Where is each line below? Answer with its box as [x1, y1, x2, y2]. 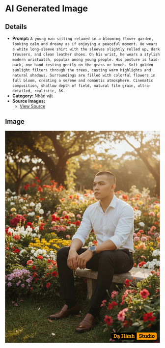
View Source [19, 104, 46, 109]
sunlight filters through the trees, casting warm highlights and [12, 68, 151, 73]
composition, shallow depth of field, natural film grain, [12, 83, 136, 88]
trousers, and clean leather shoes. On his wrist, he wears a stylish [12, 52, 160, 57]
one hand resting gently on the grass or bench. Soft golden [25, 62, 153, 67]
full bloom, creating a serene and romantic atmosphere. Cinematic [12, 78, 153, 83]
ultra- [137, 83, 151, 88]
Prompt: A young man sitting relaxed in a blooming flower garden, [12, 35, 154, 41]
